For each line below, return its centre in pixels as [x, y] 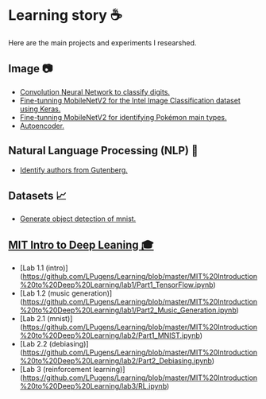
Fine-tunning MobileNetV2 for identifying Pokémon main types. [123, 117]
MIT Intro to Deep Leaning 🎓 [81, 244]
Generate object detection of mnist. [78, 219]
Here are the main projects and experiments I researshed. [102, 43]
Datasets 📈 [37, 196]
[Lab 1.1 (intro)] [44, 268]
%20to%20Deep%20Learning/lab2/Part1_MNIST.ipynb [110, 335]
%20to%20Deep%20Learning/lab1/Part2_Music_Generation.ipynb [128, 310]
